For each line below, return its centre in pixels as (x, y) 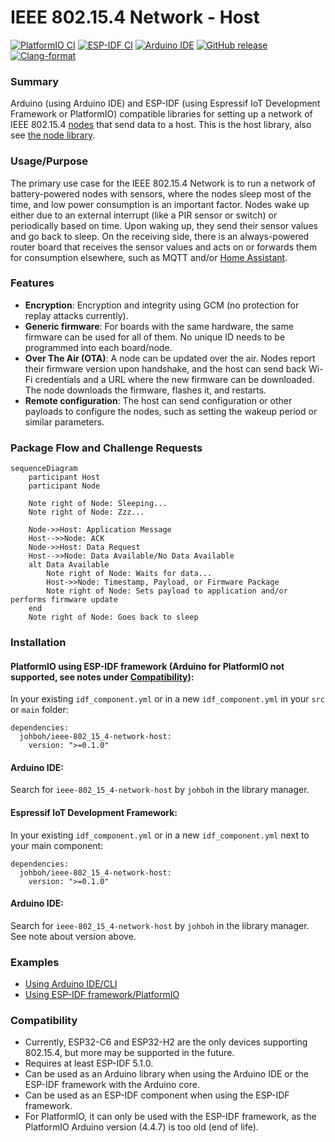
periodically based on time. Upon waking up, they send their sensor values (164, 225)
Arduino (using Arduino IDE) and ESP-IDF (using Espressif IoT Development (165, 103)
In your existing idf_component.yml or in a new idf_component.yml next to (160, 835)
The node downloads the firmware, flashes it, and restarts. (145, 390)
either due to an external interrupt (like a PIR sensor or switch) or (144, 215)
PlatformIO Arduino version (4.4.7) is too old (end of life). (141, 1127)
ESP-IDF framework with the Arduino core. (112, 1085)
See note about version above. (73, 936)
